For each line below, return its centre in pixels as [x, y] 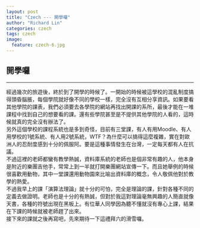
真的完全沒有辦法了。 [43, 121]
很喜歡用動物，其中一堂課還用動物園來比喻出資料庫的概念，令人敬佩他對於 [97, 174]
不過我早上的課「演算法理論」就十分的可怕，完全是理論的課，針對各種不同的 [100, 189]
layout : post [22, 12]
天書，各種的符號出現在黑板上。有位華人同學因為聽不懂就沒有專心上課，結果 [100, 204]
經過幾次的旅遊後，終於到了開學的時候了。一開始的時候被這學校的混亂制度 [97, 92]
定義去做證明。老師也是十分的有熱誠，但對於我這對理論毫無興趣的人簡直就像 [100, 196]
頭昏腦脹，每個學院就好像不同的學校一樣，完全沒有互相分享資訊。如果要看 [102, 99]
